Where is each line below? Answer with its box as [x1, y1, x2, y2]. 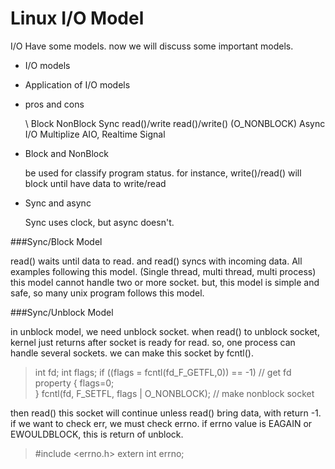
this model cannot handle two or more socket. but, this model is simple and [10, 276, 320, 288]
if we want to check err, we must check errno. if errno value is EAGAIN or [10, 417, 313, 429]
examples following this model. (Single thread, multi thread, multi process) [10, 265, 317, 277]
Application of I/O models [24, 78, 131, 91]
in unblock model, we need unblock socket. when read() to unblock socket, [10, 325, 320, 337]
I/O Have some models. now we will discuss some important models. [10, 40, 294, 52]
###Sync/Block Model [10, 235, 103, 247]
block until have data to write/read [24, 177, 167, 189]
